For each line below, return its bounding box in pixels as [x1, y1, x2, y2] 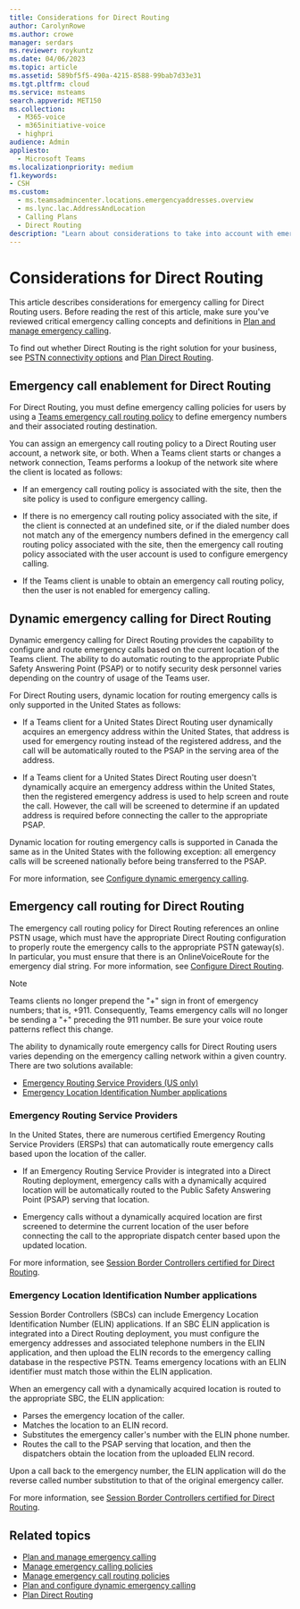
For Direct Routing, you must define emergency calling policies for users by [9, 402, 287, 413]
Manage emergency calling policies [21, 1561, 154, 1572]
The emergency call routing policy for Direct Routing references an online [9, 922, 279, 934]
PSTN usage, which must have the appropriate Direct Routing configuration [9, 932, 287, 943]
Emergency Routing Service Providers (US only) [21, 1077, 199, 1088]
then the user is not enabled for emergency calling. [21, 585, 211, 596]
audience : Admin [9, 138, 70, 147]
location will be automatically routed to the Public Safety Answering [21, 1185, 271, 1195]
